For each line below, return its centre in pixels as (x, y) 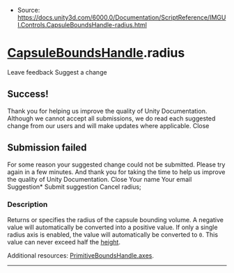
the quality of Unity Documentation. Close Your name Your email (100, 179)
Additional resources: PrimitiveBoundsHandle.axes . (81, 255)
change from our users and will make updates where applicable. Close (108, 125)
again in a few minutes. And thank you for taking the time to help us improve (116, 172)
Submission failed (47, 148)
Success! (28, 94)
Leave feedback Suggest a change (57, 72)
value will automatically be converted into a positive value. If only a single (112, 227)
